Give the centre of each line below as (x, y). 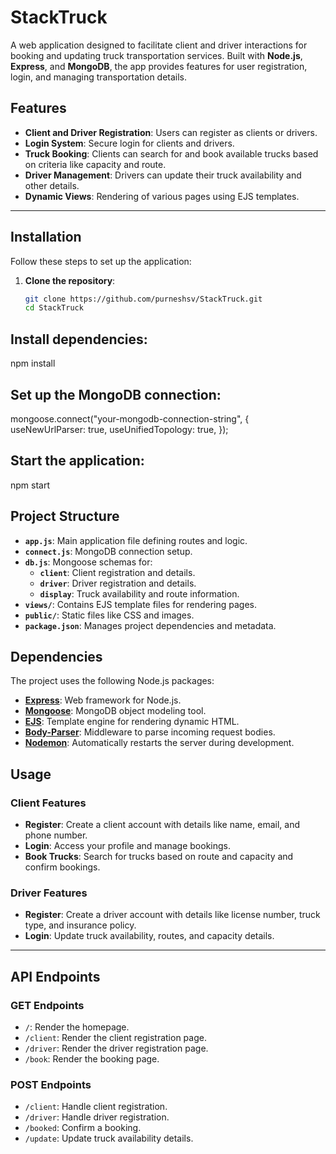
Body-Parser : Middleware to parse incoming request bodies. (150, 732)
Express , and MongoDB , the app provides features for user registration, (159, 66)
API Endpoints (55, 976)
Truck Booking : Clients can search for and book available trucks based (171, 153)
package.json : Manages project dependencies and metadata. (150, 625)
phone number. (56, 835)
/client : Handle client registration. (96, 1107)
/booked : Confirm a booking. (83, 1128)
